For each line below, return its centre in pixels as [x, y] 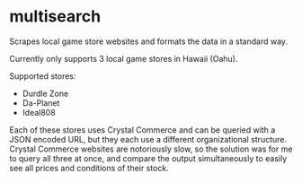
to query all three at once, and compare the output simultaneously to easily [148, 158]
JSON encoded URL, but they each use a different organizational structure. [148, 139]
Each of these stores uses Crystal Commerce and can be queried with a [142, 130]
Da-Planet [41, 103]
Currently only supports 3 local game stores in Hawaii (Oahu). [124, 58]
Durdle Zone [45, 93]
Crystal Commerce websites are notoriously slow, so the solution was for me [151, 149]
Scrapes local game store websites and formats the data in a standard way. [149, 41]
